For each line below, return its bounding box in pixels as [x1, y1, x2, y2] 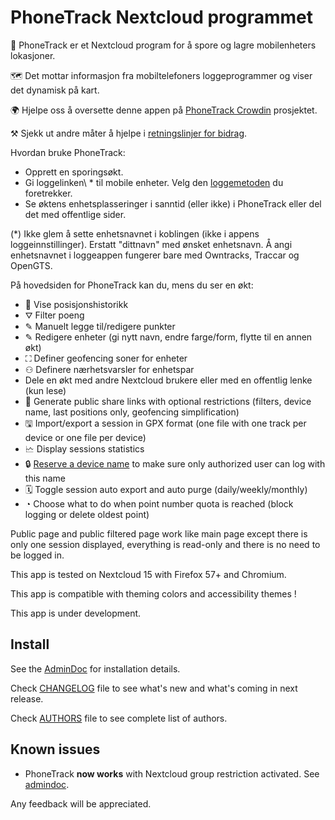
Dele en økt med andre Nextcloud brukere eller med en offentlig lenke [24, 374, 313, 386]
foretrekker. [24, 187, 73, 199]
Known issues [10, 741, 101, 758]
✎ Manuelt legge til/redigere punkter [24, 320, 176, 332]
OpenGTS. [10, 259, 53, 271]
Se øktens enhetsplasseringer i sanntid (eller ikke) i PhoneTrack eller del [24, 197, 322, 210]
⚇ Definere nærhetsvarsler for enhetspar [24, 363, 195, 375]
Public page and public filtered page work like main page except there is [10, 527, 308, 540]
